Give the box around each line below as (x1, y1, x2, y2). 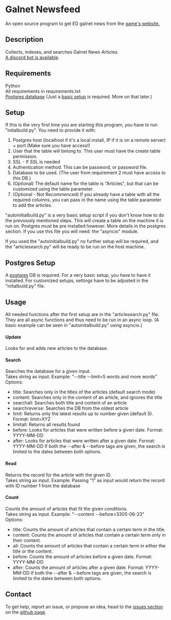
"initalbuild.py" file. (5, 283, 45, 289)
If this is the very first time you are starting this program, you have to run (5, 122, 158, 128)
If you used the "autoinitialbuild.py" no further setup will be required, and (5, 239, 159, 245)
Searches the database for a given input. (5, 368, 91, 374)
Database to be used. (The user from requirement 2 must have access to (12, 170, 166, 176)
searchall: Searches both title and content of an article (12, 400, 127, 406)
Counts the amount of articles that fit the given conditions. (5, 506, 128, 512)
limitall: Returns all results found (12, 421, 80, 427)
